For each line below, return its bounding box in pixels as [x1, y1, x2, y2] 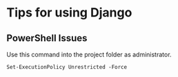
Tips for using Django [6, 5, 132, 21]
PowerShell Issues [6, 32, 88, 44]
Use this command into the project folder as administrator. [6, 50, 172, 58]
